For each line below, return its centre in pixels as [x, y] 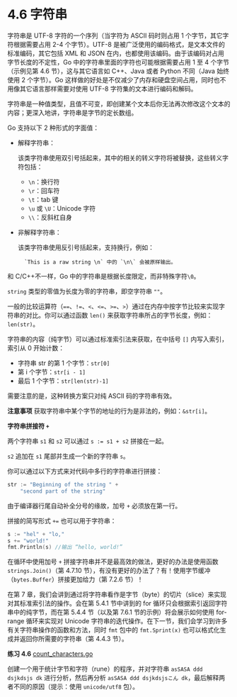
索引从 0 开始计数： [36, 347]
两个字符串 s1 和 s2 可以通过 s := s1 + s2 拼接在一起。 [88, 441]
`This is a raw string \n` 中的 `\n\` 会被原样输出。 [100, 262]
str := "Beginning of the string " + [63, 484]
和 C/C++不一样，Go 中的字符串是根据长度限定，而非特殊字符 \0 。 [104, 276]
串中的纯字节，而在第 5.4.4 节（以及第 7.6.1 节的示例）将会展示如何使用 [111, 612]
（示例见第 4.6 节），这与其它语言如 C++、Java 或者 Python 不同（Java [111, 71]
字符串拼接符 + [28, 425]
